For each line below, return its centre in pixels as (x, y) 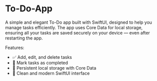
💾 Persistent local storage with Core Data (54, 68)
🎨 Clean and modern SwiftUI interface (51, 73)
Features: (15, 47)
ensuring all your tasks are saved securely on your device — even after (78, 33)
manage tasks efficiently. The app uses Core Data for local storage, (74, 27)
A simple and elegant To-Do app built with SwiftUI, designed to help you (79, 22)
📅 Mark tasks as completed (40, 63)
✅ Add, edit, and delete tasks (42, 57)
